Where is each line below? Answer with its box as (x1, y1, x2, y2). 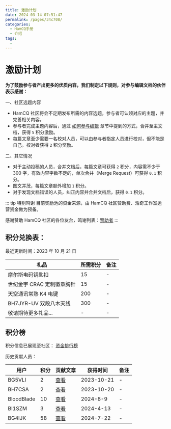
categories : (5, 21, 31, 27)
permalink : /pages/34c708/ (5, 17, 63, 22)
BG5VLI (8, 377, 26, 384)
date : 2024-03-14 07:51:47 (5, 12, 63, 17)
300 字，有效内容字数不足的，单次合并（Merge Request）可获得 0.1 (12, 170, 156, 176)
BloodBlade (8, 395, 36, 403)
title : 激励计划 (5, 7, 37, 13)
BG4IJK (8, 415, 26, 422)
